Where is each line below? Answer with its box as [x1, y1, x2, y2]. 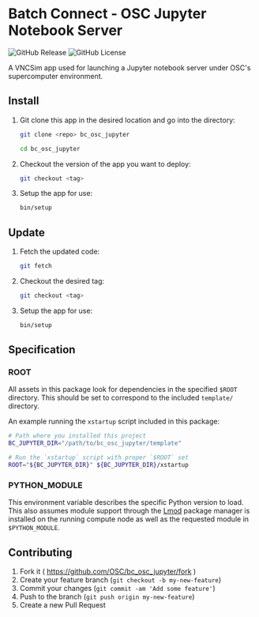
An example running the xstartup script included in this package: [8, 416, 220, 427]
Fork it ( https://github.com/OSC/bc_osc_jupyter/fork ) [19, 566, 197, 576]
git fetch [19, 262, 53, 270]
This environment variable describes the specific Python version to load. [8, 498, 244, 507]
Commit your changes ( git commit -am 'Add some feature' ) [19, 583, 216, 593]
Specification [8, 343, 76, 356]
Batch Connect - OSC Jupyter [8, 5, 207, 23]
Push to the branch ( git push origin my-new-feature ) [19, 592, 195, 601]
